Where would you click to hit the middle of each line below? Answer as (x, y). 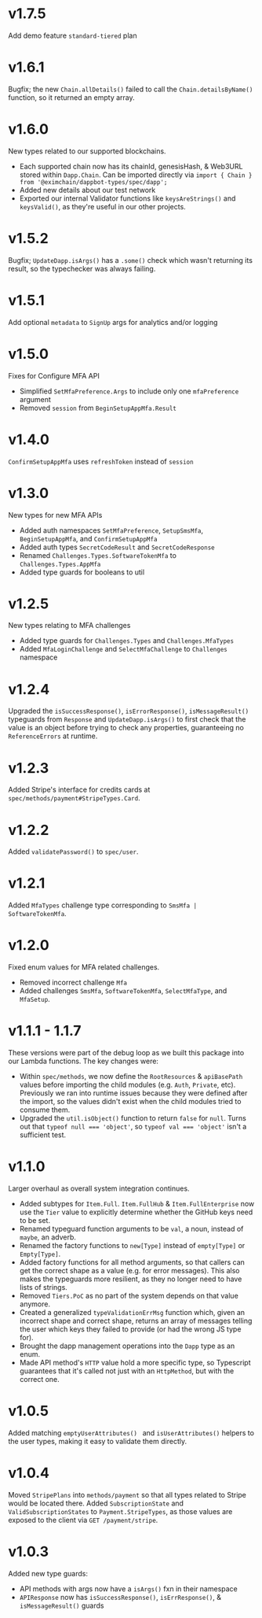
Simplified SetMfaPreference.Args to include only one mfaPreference (129, 391)
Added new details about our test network (87, 190)
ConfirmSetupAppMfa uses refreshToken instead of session (101, 461)
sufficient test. (43, 1135)
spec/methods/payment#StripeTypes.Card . (74, 798)
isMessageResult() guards (62, 1605)
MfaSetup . (35, 999)
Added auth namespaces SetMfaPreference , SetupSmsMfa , (111, 530)
